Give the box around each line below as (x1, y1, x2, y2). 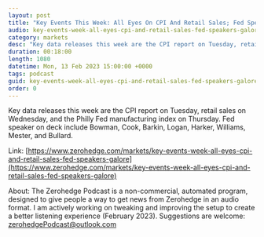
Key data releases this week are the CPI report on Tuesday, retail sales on (8, 106, 246, 115)
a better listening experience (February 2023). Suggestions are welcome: (8, 211, 246, 221)
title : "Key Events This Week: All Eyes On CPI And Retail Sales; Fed (8, 19, 244, 27)
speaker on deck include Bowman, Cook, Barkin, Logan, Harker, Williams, (8, 122, 246, 132)
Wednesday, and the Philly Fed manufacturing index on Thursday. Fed (8, 115, 235, 124)
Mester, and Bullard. (8, 131, 73, 140)
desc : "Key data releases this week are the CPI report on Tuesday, (8, 41, 237, 49)
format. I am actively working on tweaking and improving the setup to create (8, 203, 255, 213)
